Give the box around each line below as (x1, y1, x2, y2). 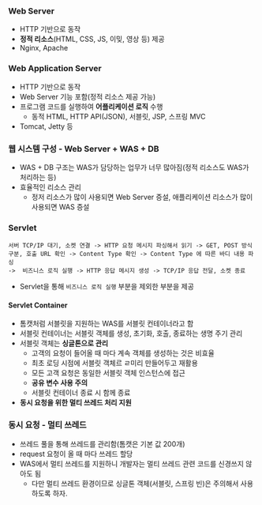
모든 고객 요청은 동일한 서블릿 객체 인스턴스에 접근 (31, 368, 185, 378)
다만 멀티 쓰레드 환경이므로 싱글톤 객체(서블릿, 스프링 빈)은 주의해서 (31, 478, 239, 488)
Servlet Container (8, 300, 68, 310)
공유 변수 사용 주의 (31, 378, 88, 388)
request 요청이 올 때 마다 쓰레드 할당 (19, 449, 133, 458)
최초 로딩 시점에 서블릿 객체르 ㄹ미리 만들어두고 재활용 (31, 358, 199, 368)
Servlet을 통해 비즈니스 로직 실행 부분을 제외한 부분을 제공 (19, 282, 195, 292)
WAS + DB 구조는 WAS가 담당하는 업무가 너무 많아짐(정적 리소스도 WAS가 (19, 162, 249, 171)
